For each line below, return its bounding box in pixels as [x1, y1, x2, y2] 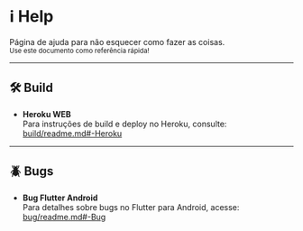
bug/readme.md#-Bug [22, 211, 106, 222]
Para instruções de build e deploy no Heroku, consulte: [22, 118, 227, 129]
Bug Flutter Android [22, 192, 98, 203]
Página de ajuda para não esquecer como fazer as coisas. [9, 36, 225, 47]
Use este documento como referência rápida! [9, 46, 151, 55]
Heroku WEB [22, 108, 71, 119]
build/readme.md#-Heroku [22, 127, 123, 139]
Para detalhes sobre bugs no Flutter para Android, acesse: [22, 201, 240, 212]
